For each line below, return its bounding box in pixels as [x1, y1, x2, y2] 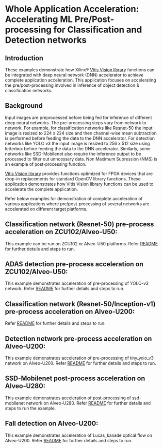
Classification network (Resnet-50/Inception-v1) [5, 300, 156, 308]
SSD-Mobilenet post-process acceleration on [5, 374, 146, 383]
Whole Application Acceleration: [5, 3, 139, 15]
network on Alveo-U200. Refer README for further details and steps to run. [5, 360, 156, 366]
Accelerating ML [5, 14, 73, 25]
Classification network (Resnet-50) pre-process [5, 220, 154, 229]
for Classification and [53, 24, 142, 35]
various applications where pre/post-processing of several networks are [5, 201, 149, 207]
